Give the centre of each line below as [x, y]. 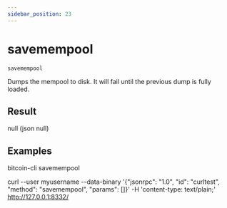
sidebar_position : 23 [40, 14]
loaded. [19, 89]
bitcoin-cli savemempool [44, 168]
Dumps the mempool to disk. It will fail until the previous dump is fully [110, 81]
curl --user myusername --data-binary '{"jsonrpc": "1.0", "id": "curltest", [113, 182]
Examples [30, 151]
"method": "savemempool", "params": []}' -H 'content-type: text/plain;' [112, 189]
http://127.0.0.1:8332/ [38, 197]
